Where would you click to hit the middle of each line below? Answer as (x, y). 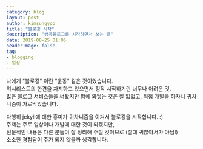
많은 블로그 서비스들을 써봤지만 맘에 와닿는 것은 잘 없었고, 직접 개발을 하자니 (96, 96)
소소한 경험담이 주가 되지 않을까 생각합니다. (57, 139)
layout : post (23, 18)
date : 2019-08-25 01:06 (36, 40)
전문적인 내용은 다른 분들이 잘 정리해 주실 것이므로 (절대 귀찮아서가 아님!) (92, 132)
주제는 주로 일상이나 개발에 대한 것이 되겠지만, (61, 124)
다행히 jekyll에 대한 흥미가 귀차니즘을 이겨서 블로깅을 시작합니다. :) (85, 117)
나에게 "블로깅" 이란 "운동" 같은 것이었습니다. (60, 81)
